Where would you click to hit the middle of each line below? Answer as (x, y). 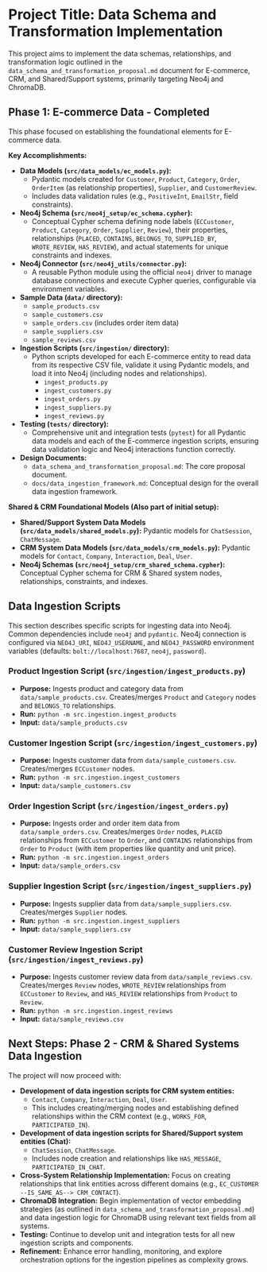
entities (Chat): (45, 1141)
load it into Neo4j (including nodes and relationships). (119, 373)
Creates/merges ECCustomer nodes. (77, 769)
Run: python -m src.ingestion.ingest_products (98, 713)
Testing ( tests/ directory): (64, 423)
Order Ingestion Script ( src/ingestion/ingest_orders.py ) (118, 806)
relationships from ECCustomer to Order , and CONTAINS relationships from (136, 841)
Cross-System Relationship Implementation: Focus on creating (125, 1175)
